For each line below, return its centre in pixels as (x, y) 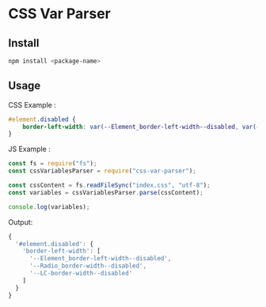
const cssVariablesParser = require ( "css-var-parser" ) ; (102, 171)
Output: (21, 222)
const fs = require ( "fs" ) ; (53, 164)
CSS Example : (32, 104)
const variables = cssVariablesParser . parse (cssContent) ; (106, 192)
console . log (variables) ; (49, 207)
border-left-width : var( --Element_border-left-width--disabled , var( (140, 127)
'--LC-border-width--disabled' (81, 274)
